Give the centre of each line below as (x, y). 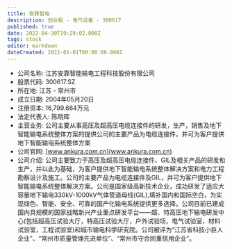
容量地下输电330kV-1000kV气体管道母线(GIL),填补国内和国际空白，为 (117, 195)
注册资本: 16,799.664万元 (53, 108)
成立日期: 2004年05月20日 (56, 99)
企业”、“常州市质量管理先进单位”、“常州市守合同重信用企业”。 (106, 238)
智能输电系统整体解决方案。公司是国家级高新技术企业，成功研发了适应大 (121, 186)
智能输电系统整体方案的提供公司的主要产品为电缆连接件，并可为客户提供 (121, 134)
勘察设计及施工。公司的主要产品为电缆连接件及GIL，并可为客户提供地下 (119, 177)
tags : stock (24, 40)
